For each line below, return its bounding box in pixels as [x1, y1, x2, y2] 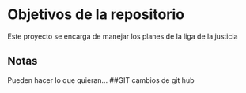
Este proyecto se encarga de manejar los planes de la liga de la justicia [7, 32, 238, 41]
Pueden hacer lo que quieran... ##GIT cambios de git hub [7, 75, 195, 84]
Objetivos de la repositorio [7, 6, 185, 24]
